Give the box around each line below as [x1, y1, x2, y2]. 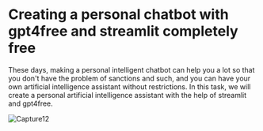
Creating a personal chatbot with [8, 6, 229, 24]
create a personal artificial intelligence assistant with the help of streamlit [8, 90, 247, 99]
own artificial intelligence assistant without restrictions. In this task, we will [8, 81, 251, 92]
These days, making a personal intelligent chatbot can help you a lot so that [8, 65, 255, 74]
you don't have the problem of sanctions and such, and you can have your [8, 73, 251, 83]
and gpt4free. [8, 99, 53, 108]
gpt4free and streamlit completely [8, 22, 239, 40]
